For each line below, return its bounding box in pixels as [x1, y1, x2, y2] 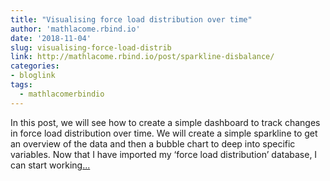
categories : [10, 61, 60, 71]
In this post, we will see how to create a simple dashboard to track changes [10, 116, 321, 128]
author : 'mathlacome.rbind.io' [10, 24, 141, 34]
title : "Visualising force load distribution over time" [10, 14, 253, 25]
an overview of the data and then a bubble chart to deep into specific [10, 137, 296, 150]
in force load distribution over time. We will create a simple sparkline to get [10, 127, 318, 139]
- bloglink [10, 71, 56, 81]
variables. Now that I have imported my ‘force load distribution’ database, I [10, 148, 318, 160]
